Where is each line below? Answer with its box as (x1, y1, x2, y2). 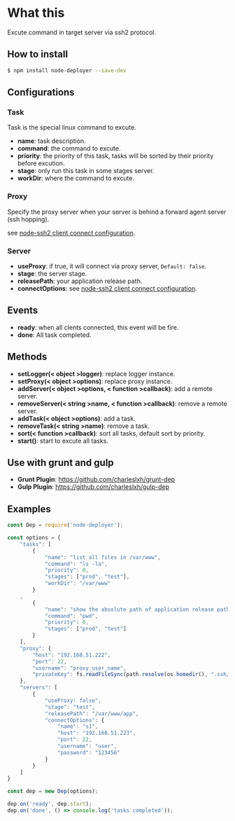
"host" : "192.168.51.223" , (57, 730, 136, 737)
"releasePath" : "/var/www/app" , (44, 710, 139, 717)
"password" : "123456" (57, 749, 120, 756)
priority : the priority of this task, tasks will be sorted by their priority (17, 152, 214, 160)
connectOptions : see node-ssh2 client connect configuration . (17, 284, 197, 292)
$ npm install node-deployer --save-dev (7, 67, 127, 74)
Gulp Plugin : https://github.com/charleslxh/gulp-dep (17, 483, 170, 491)
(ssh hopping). (7, 215, 50, 223)
